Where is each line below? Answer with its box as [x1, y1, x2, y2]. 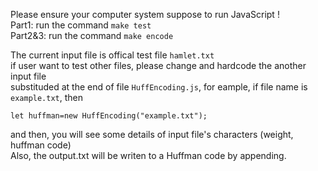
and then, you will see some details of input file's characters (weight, [10, 129, 294, 140]
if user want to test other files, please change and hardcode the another [10, 60, 307, 71]
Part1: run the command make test [10, 19, 152, 31]
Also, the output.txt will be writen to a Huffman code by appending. [10, 150, 287, 161]
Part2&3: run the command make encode [10, 30, 174, 41]
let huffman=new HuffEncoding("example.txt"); [10, 111, 208, 121]
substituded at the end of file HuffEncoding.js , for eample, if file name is [10, 81, 308, 93]
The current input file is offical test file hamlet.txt [10, 49, 215, 61]
